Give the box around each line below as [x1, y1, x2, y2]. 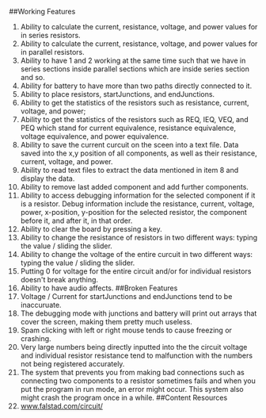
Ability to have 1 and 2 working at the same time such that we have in [20, 56, 246, 65]
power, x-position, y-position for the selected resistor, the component [20, 208, 248, 217]
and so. [20, 73, 46, 82]
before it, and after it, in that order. [20, 216, 133, 225]
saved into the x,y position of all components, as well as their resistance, [20, 148, 257, 158]
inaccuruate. [20, 301, 62, 309]
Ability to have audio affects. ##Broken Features [20, 283, 178, 293]
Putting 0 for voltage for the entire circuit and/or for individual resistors [20, 267, 252, 276]
